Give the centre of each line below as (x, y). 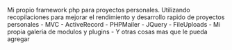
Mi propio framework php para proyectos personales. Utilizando (99, 10)
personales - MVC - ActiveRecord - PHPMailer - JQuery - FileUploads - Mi (114, 24)
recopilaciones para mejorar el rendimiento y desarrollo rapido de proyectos (116, 17)
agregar (18, 39)
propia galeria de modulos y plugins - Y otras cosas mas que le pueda (107, 32)
